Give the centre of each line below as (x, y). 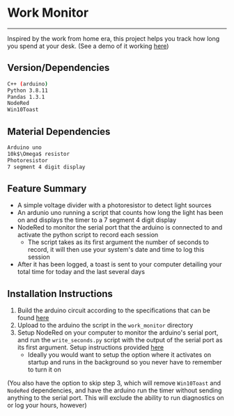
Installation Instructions (60, 294)
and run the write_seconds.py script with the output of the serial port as (120, 340)
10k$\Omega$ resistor (39, 154)
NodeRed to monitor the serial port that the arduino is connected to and (120, 227)
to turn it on (44, 369)
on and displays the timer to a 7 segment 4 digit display (96, 220)
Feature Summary (47, 188)
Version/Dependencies (58, 68)
